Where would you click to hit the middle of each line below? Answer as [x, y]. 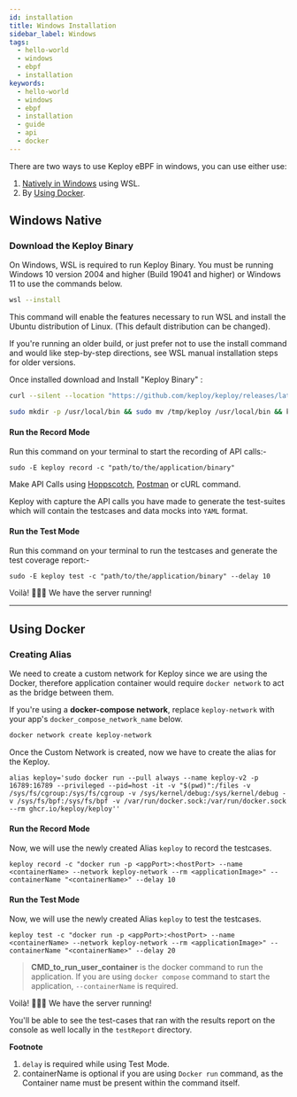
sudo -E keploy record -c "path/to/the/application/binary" [122, 468]
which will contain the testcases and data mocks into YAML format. [129, 511]
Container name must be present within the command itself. [131, 1083]
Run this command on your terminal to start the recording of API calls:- [138, 452]
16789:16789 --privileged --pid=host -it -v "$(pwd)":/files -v [130, 786]
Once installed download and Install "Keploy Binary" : [106, 380]
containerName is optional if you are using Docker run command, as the [152, 1074]
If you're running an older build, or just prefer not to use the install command [148, 344]
